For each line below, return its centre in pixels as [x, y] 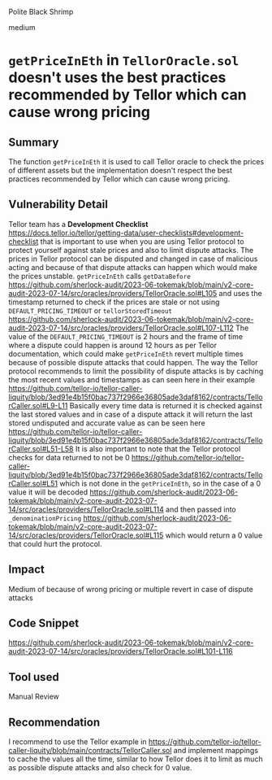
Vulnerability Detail [58, 205]
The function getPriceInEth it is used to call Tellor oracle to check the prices [136, 161]
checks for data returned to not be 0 [69, 457]
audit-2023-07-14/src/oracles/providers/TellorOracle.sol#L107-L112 [121, 328]
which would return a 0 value [214, 535]
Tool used [34, 677]
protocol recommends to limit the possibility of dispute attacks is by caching [136, 371]
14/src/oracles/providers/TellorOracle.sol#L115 [86, 535]
